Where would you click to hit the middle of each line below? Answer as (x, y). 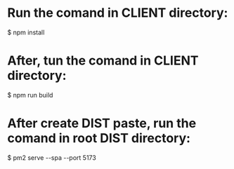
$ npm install (26, 32)
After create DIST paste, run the (102, 123)
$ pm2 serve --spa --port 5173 (52, 157)
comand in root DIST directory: (99, 138)
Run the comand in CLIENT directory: (118, 13)
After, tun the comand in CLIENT (103, 61)
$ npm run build (30, 95)
